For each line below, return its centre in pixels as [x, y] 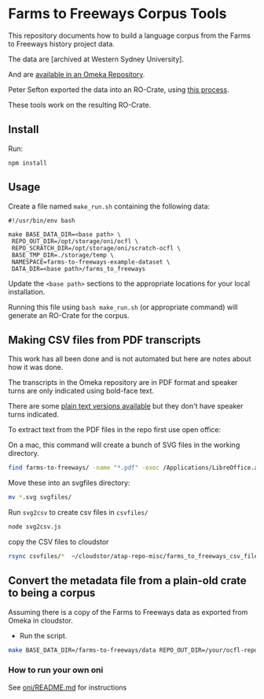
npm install [27, 163]
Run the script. [43, 635]
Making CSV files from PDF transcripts [104, 340]
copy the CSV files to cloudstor [59, 542]
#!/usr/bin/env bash [42, 220]
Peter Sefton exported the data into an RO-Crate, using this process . [119, 89]
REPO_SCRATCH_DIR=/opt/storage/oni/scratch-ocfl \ [96, 248]
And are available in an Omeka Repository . [77, 74]
